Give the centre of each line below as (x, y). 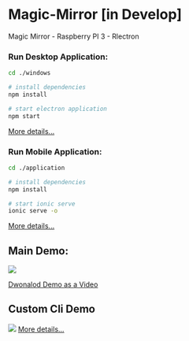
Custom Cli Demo (52, 309)
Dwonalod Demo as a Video (53, 284)
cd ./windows (30, 73)
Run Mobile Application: (55, 151)
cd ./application (37, 168)
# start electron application (58, 109)
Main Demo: (39, 251)
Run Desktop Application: (58, 57)
